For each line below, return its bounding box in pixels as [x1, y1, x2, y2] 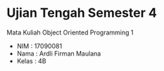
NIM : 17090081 [16, 41, 63, 50]
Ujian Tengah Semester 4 [6, 5, 158, 21]
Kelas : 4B [16, 56, 46, 65]
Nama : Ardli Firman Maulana [16, 49, 101, 58]
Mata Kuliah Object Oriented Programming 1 [6, 28, 134, 37]
